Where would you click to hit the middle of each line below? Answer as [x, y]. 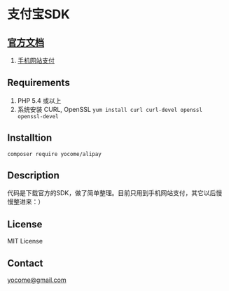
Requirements [39, 83]
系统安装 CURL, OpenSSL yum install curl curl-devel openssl [110, 109]
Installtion [30, 138]
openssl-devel [38, 116]
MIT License [25, 241]
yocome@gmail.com [37, 280]
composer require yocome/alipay [54, 154]
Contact [25, 263]
